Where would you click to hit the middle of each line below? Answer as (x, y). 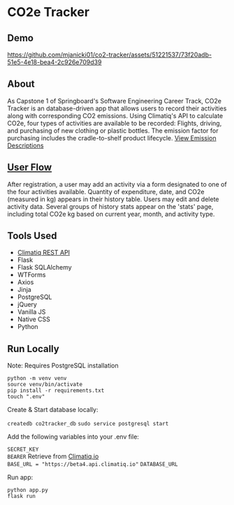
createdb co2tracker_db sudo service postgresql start (88, 424)
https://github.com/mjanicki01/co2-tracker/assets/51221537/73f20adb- (109, 54)
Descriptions (25, 145)
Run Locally (33, 349)
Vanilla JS (31, 312)
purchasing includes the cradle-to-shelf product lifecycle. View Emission (112, 138)
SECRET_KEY (23, 450)
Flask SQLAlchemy (44, 268)
